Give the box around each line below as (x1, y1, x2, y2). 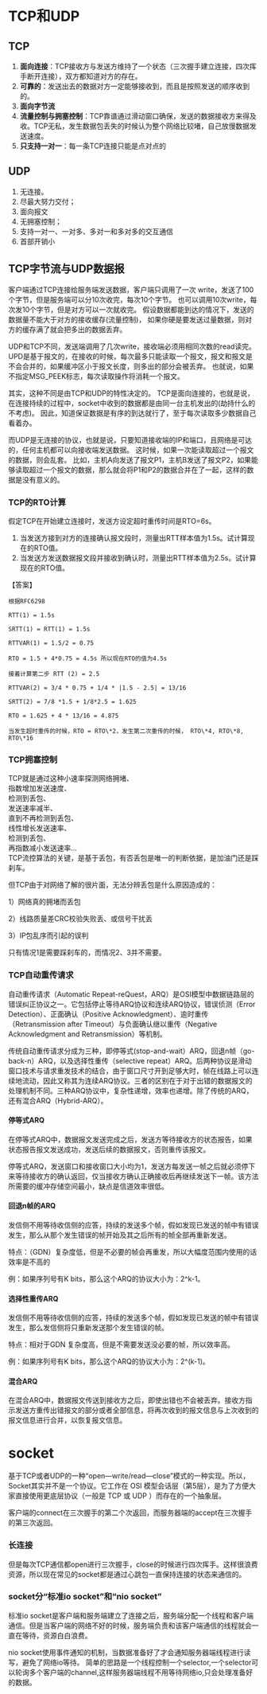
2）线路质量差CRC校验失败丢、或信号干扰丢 (8, 914, 153, 923)
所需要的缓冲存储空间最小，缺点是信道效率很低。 (8, 1181, 168, 1191)
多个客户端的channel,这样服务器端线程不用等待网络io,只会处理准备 (29, 1667, 246, 1676)
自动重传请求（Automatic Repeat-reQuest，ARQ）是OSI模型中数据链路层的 (8, 989, 254, 999)
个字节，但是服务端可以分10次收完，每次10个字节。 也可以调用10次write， (8, 295, 250, 304)
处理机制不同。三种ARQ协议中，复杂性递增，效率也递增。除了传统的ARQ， (8, 1086, 253, 1095)
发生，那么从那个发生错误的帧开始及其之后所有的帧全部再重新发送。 (8, 1230, 231, 1239)
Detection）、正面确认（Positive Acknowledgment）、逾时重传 (8, 1009, 209, 1019)
